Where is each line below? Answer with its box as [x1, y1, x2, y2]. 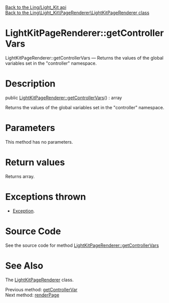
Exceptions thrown [5, 191, 86, 202]
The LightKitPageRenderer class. [5, 277, 74, 283]
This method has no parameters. [5, 139, 73, 145]
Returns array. [5, 173, 35, 179]
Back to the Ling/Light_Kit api [5, 5, 67, 10]
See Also [5, 260, 44, 271]
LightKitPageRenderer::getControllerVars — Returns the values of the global [5, 55, 163, 61]
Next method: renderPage [5, 292, 60, 298]
